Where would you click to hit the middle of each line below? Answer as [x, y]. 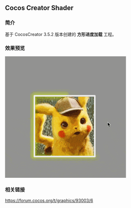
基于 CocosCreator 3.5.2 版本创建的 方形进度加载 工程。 [61, 34]
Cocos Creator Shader [39, 8]
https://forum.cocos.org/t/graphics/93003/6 [49, 201]
